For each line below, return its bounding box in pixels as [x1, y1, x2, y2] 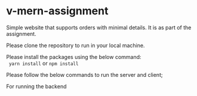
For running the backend [6, 82, 67, 90]
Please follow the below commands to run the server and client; [6, 71, 163, 78]
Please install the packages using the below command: [6, 53, 141, 60]
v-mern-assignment [6, 4, 109, 18]
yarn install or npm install [8, 60, 79, 67]
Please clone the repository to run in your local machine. [6, 42, 145, 49]
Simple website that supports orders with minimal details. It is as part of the [6, 24, 192, 31]
